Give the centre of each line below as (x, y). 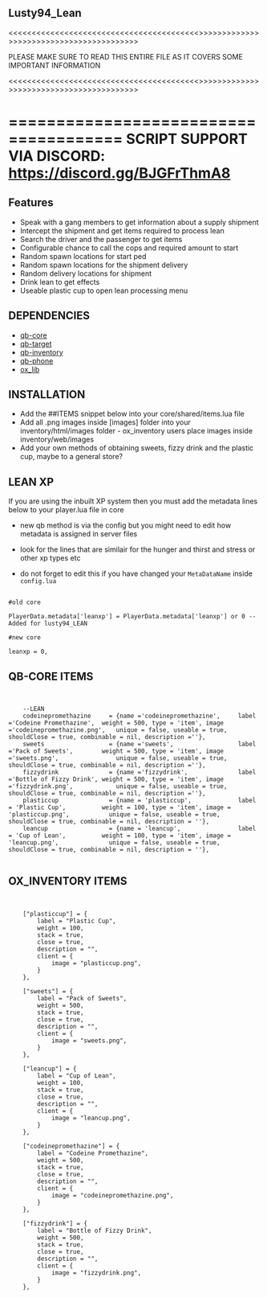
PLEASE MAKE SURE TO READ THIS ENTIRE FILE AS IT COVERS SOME (125, 56)
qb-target (36, 343)
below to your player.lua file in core (66, 510)
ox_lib (30, 369)
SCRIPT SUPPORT (187, 139)
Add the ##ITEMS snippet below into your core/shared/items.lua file (132, 414)
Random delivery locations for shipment (86, 273)
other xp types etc (50, 558)
